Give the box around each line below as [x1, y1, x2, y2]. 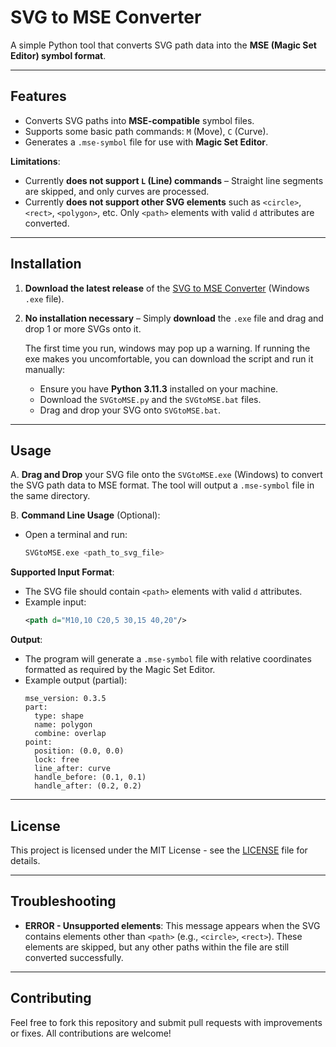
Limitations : [10, 155, 61, 167]
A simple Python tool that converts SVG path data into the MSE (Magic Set [10, 39, 317, 51]
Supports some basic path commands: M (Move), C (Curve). [24, 125, 269, 137]
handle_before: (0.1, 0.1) [34, 772, 147, 783]
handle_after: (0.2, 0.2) [34, 781, 142, 791]
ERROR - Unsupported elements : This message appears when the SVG [24, 919, 321, 931]
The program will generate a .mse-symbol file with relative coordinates [24, 653, 312, 665]
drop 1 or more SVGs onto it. [24, 322, 142, 335]
